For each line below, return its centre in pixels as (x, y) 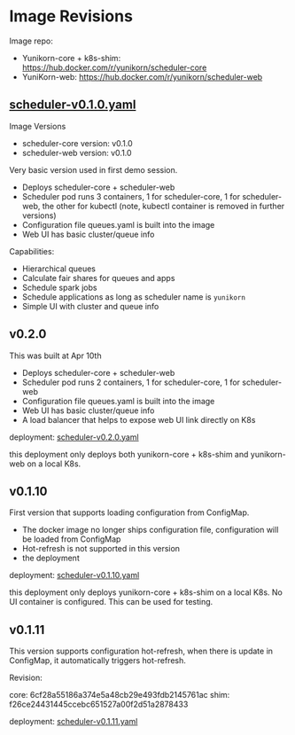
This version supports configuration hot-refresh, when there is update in (141, 651)
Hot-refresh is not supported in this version (101, 549)
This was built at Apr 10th (55, 356)
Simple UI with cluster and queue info (90, 306)
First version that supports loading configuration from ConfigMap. (129, 512)
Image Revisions (71, 16)
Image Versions (38, 126)
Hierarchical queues (58, 269)
